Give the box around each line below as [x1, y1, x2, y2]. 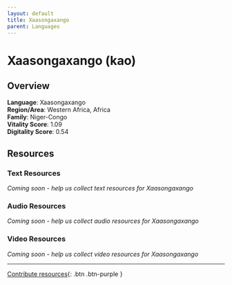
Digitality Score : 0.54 [7, 128, 69, 136]
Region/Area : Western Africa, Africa [7, 106, 110, 114]
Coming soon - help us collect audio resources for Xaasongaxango [7, 217, 199, 225]
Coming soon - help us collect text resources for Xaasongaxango [7, 184, 193, 193]
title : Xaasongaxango [7, 17, 70, 23]
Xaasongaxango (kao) [7, 52, 137, 68]
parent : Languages [7, 23, 60, 30]
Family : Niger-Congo [7, 113, 68, 121]
